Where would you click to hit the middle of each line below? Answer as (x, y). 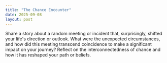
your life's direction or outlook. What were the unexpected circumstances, (83, 39)
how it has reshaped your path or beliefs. (48, 55)
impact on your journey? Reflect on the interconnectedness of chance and (83, 50)
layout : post (19, 19)
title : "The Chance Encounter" (38, 10)
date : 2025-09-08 (24, 15)
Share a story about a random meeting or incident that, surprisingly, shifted (84, 34)
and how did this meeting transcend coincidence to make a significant (79, 44)
